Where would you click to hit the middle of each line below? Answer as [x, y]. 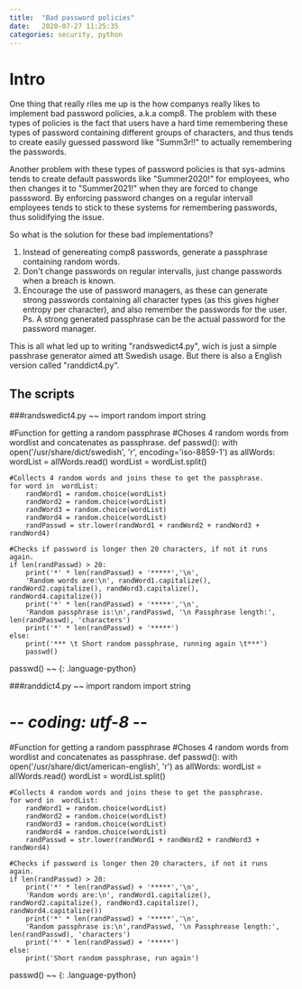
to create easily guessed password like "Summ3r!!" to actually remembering [151, 142]
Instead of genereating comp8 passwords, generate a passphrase [145, 252]
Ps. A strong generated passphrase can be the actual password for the [154, 319]
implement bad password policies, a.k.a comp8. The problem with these [143, 114]
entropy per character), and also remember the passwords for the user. [155, 310]
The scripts [42, 394]
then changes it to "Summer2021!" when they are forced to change [134, 188]
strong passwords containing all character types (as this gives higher [151, 300]
